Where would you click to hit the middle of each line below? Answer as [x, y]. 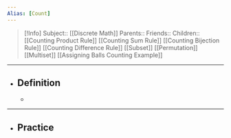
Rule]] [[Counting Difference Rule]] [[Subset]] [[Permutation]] [111, 47]
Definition [38, 83]
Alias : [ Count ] [29, 13]
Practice [35, 127]
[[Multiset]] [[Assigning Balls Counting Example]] [93, 55]
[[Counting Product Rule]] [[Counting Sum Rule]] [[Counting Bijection [122, 40]
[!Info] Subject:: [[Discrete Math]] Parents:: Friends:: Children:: [112, 33]
